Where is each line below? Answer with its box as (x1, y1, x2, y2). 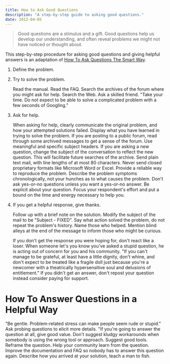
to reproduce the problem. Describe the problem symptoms (12, 170, 138, 176)
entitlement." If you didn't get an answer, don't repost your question (12, 270, 154, 276)
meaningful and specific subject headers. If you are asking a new (12, 143, 149, 150)
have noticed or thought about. (17, 42, 83, 48)
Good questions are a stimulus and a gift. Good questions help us (17, 31, 155, 37)
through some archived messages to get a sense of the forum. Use (12, 138, 153, 144)
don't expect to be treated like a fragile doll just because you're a (12, 259, 149, 265)
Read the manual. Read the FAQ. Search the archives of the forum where (12, 86, 164, 92)
